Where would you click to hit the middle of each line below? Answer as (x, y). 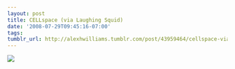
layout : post (26, 13)
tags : (15, 33)
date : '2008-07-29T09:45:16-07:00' (59, 26)
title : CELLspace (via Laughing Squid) (65, 20)
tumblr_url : (24, 39)
